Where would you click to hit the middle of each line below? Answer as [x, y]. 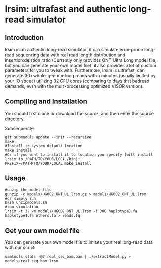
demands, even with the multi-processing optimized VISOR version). [74, 86]
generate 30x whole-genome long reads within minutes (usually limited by [80, 76]
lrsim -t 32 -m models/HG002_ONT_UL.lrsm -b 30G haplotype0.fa [71, 211]
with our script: [20, 248]
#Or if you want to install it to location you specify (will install [79, 154]
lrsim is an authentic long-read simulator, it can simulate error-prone [74, 50]
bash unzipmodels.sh [26, 202]
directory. [15, 119]
